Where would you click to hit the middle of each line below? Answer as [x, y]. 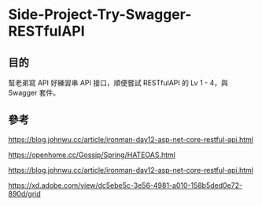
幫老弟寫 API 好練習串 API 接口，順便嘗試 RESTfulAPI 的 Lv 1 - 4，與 [118, 83]
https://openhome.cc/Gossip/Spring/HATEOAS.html [92, 155]
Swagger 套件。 [34, 93]
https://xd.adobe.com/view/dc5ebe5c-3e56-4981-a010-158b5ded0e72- [125, 185]
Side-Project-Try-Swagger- [100, 15]
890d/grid [24, 193]
